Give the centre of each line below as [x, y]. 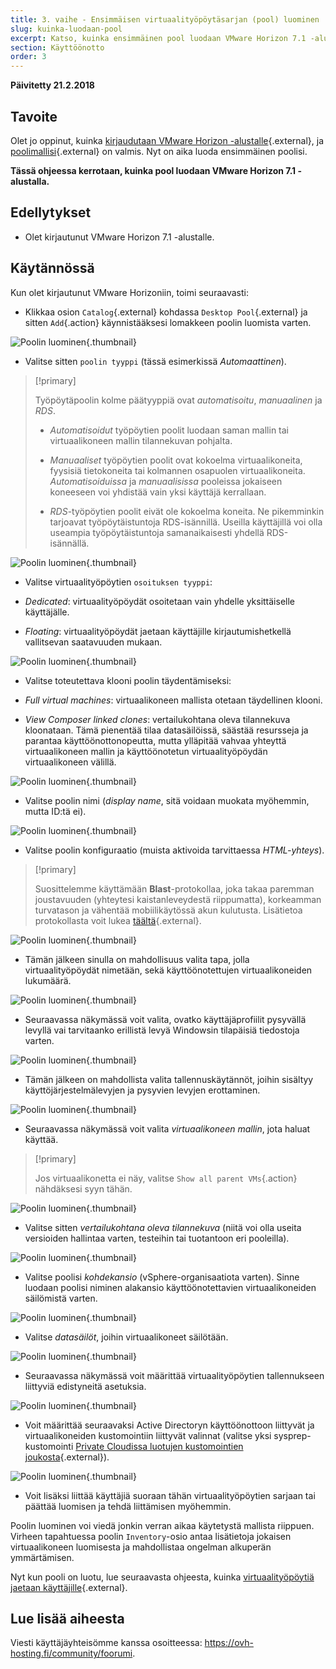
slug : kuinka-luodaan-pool [66, 29]
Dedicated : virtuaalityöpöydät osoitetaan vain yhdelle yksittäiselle [160, 601]
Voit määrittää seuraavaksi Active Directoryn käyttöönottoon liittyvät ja [169, 1425]
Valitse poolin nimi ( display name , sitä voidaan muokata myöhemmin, [167, 800]
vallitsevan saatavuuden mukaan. [93, 642]
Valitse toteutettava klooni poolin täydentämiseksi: [128, 680]
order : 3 [28, 57]
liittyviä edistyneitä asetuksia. [85, 1386]
